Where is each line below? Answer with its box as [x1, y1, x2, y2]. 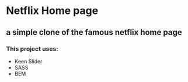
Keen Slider [14, 58, 43, 65]
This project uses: [6, 45, 58, 53]
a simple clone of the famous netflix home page [6, 27, 182, 37]
